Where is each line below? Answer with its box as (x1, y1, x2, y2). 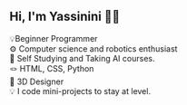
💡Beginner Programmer (9, 33, 98, 43)
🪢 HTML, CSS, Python (9, 62, 94, 73)
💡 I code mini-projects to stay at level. (9, 85, 152, 96)
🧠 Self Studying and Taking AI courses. (9, 52, 155, 63)
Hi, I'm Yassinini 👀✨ (9, 9, 121, 24)
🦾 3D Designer (9, 76, 64, 87)
